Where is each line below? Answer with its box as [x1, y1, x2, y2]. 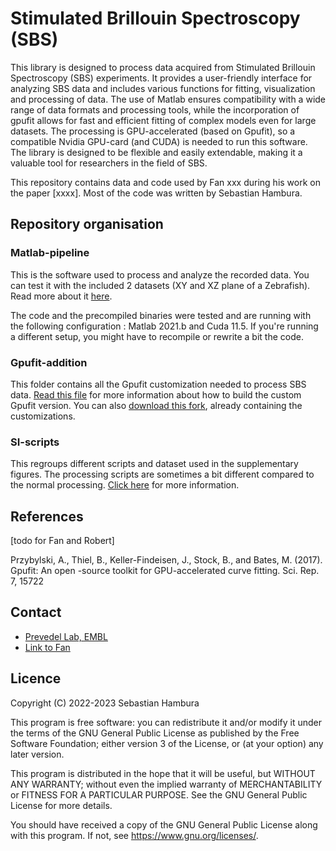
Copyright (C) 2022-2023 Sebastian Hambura [10, 697, 200, 709]
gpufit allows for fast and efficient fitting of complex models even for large [10, 114, 317, 126]
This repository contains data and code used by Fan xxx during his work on [10, 176, 321, 188]
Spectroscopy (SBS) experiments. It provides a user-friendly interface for [10, 72, 313, 84]
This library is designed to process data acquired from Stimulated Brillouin [10, 61, 316, 73]
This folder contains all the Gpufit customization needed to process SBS [10, 378, 307, 390]
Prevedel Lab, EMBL [24, 630, 108, 642]
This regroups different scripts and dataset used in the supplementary [10, 458, 299, 470]
